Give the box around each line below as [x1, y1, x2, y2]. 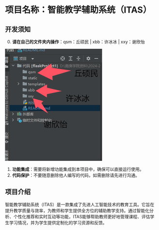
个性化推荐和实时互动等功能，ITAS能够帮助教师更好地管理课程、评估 [13, 214, 150, 219]
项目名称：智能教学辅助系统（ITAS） [5, 4, 152, 15]
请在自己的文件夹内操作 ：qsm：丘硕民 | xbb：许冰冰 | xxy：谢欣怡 [12, 39, 145, 44]
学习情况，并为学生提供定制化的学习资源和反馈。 [9, 219, 107, 225]
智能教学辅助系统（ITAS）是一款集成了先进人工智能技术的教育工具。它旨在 [5, 201, 155, 207]
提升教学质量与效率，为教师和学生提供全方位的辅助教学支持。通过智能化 [5, 207, 149, 213]
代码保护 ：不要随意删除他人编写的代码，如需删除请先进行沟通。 [12, 172, 140, 178]
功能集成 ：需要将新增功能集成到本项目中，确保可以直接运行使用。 [12, 166, 144, 172]
